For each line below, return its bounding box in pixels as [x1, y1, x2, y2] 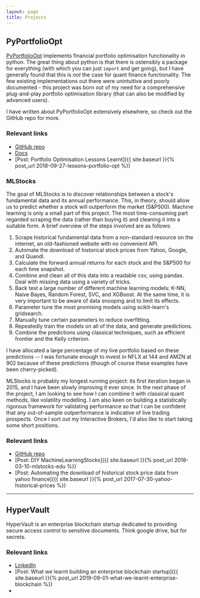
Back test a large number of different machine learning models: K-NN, [14, 284, 186, 291]
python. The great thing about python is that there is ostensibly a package [6, 58, 187, 66]
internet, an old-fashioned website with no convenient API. [14, 240, 159, 247]
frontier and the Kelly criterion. [14, 335, 90, 342]
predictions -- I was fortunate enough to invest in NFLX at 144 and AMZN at [6, 353, 192, 360]
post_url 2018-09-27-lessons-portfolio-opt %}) [14, 162, 131, 169]
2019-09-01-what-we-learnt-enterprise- [79, 574, 179, 582]
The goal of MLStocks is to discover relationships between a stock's [6, 190, 174, 198]
